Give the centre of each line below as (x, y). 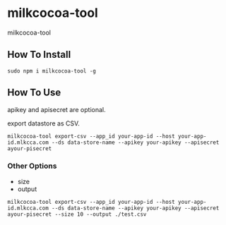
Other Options (32, 166)
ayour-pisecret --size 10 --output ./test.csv (77, 214)
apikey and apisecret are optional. (56, 109)
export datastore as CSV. (43, 123)
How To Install (39, 55)
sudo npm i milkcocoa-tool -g (52, 71)
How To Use (34, 93)
